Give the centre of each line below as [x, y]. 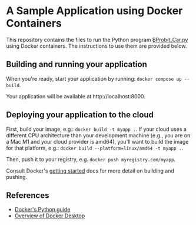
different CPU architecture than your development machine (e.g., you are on [98, 135]
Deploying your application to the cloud [80, 115]
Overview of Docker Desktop [50, 216]
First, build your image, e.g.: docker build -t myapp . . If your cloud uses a [97, 129]
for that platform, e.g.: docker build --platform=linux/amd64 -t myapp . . [95, 148]
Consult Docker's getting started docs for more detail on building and [90, 171]
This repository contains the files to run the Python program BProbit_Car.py [97, 39]
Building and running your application [77, 64]
